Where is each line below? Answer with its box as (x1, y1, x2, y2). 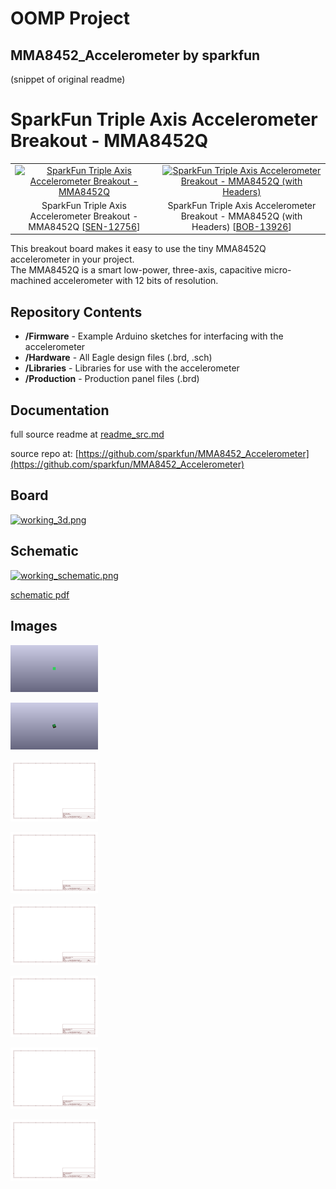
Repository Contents (10, 303, 143, 321)
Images (10, 618, 58, 635)
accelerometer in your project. (10, 253, 135, 266)
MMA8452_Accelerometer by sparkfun (10, 47, 261, 64)
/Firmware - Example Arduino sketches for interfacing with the (24, 330, 284, 342)
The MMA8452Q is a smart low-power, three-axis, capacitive (10, 264, 263, 276)
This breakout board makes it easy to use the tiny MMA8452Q (10, 243, 267, 255)
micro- (264, 264, 292, 276)
